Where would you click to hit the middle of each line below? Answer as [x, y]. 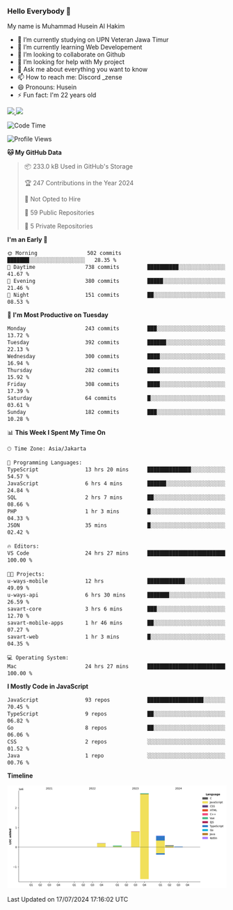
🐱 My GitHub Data [35, 153]
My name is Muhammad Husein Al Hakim [66, 26]
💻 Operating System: [38, 658]
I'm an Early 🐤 [27, 240]
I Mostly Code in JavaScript [48, 686]
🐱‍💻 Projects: [26, 574]
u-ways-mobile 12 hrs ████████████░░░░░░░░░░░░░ [116, 581]
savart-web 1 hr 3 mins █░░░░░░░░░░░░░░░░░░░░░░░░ [116, 637]
